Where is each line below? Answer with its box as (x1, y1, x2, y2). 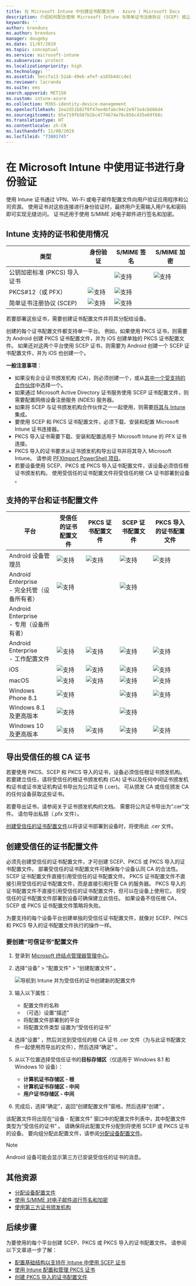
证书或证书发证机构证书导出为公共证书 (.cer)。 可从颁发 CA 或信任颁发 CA (10, 783, 189, 790)
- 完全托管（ (9, 586, 44, 594)
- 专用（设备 (9, 621, 44, 629)
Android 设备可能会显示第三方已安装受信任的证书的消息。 (6, 1154, 144, 1161)
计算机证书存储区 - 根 (23, 1076, 75, 1083)
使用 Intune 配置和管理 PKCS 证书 (14, 1266, 95, 1273)
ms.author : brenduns (6, 30, 57, 36)
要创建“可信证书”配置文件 (6, 937, 79, 945)
